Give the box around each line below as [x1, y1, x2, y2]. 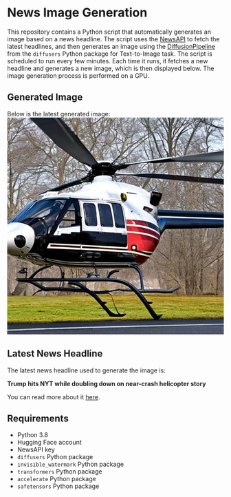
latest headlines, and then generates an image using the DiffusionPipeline [7, 42, 215, 50]
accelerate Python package [16, 475, 96, 483]
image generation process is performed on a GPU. [7, 71, 150, 80]
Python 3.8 [16, 431, 48, 439]
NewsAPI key [16, 445, 55, 454]
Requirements [7, 412, 69, 424]
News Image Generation [7, 5, 148, 21]
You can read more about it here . [7, 392, 100, 401]
